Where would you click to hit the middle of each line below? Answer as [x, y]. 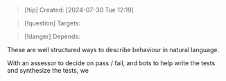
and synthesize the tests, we [48, 70]
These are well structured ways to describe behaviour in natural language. [113, 50]
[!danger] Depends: [52, 36]
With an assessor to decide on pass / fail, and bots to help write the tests [111, 63]
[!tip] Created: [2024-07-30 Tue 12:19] [79, 10]
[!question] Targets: [52, 23]
